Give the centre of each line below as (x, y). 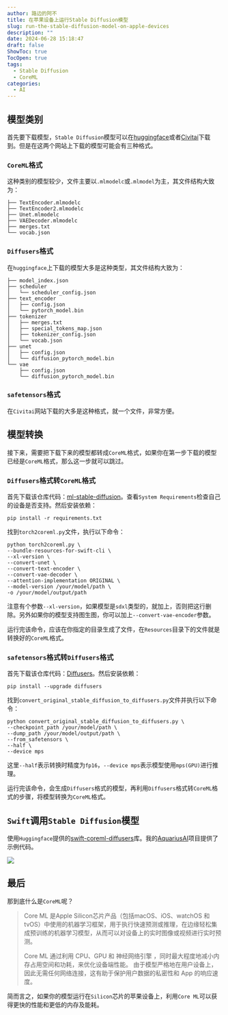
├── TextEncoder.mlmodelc (44, 203)
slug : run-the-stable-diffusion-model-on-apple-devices (88, 26)
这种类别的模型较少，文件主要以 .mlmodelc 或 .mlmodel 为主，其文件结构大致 (111, 181)
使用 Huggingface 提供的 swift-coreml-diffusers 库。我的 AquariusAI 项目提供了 (113, 838)
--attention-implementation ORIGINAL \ (64, 580)
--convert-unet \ (32, 562)
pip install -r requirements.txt (55, 518)
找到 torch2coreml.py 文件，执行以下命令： (66, 531)
